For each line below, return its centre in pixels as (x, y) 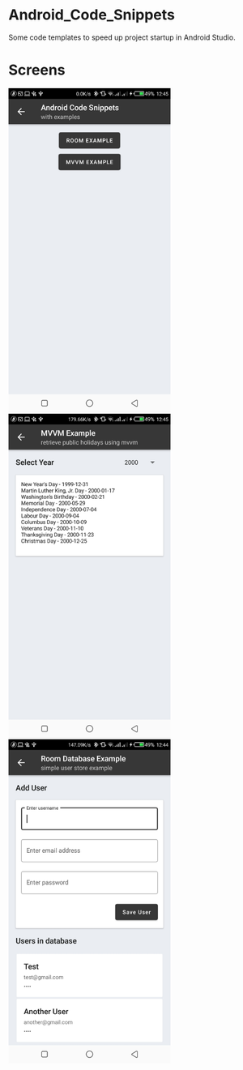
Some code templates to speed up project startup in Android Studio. (122, 37)
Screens (37, 70)
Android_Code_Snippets (92, 15)
